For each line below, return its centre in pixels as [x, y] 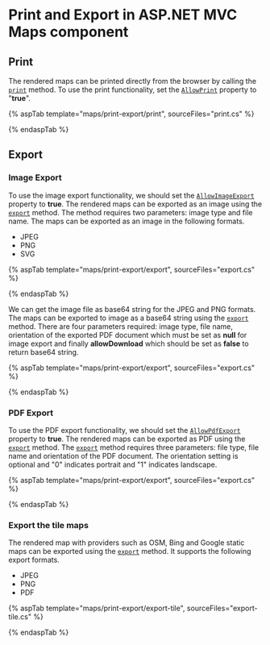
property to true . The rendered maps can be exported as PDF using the [127, 439]
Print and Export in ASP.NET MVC [123, 15]
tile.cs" [20, 617]
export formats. [34, 560]
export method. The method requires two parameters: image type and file [131, 212]
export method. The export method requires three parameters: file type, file [134, 447]
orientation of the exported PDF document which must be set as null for [128, 335]
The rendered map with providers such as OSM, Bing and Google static [127, 543]
